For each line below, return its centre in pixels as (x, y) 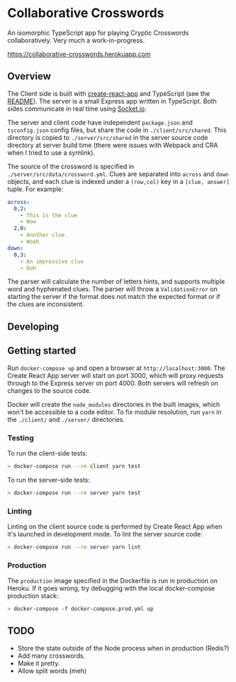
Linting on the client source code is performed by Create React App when (115, 526)
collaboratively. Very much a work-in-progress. (76, 40)
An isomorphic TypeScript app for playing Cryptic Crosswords (98, 33)
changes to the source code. (49, 390)
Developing (33, 326)
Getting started (42, 351)
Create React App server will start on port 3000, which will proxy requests (116, 375)
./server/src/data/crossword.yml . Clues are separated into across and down (118, 174)
